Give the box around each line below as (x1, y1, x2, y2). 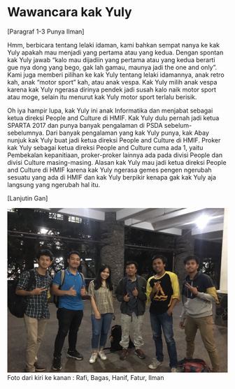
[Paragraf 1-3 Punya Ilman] (7, 27, 85, 36)
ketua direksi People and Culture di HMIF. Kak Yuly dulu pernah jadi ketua (7, 113, 220, 122)
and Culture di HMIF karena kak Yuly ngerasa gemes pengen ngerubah (7, 166, 212, 174)
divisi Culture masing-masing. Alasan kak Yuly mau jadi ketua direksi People (7, 158, 227, 166)
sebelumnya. (7, 129, 44, 137)
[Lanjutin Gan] (7, 193, 48, 203)
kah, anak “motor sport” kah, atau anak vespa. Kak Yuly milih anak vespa (7, 78, 218, 86)
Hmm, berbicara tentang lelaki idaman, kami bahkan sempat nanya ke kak (7, 41, 220, 49)
